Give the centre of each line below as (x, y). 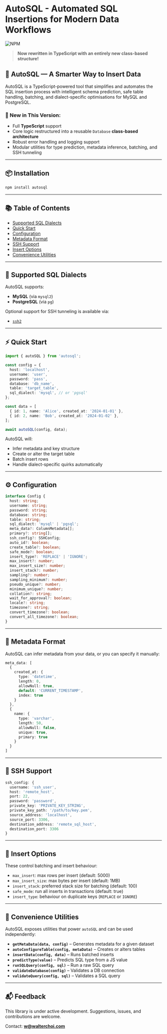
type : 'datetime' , (37, 677)
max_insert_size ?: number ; (38, 566)
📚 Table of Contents (38, 208)
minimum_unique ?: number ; (37, 589)
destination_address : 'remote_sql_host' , (53, 824)
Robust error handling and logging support (56, 142)
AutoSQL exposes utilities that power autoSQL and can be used (69, 929)
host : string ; (24, 501)
